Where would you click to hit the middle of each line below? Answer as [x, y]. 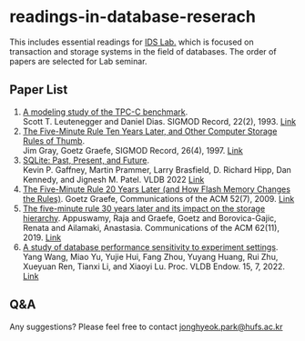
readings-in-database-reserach [133, 17]
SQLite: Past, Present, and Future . [86, 160]
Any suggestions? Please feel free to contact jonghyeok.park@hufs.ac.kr [146, 326]
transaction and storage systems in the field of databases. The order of [143, 51]
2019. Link [42, 237]
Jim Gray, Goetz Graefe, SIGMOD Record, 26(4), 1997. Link [133, 150]
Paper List [39, 90]
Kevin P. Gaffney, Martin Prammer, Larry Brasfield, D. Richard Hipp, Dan [157, 169]
